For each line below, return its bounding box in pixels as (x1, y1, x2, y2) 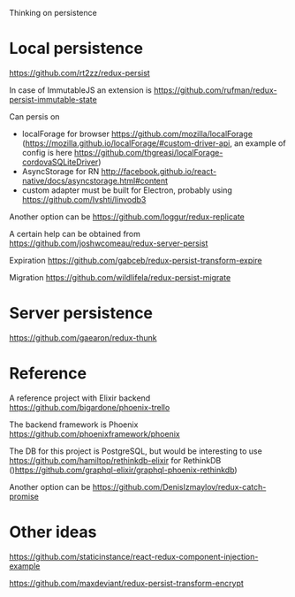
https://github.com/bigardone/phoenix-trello (9, 402, 170, 412)
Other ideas (9, 522, 97, 542)
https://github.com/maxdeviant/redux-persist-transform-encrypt (9, 578, 245, 588)
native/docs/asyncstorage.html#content (21, 175, 169, 186)
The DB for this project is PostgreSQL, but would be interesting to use (9, 446, 262, 456)
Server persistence (9, 303, 153, 324)
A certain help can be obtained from (9, 228, 141, 239)
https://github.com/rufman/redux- (153, 84, 277, 96)
